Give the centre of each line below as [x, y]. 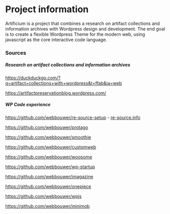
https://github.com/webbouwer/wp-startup [50, 167]
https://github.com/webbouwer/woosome [49, 157]
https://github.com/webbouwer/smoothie [48, 137]
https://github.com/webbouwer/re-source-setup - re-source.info [73, 117]
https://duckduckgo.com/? [33, 78]
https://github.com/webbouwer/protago [47, 127]
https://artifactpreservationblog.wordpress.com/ [56, 93]
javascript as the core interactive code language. [56, 40]
